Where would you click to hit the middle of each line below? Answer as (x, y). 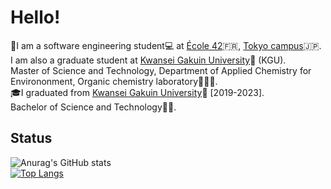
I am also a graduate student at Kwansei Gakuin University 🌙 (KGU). (148, 60)
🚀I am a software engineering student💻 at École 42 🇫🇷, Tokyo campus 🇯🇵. (166, 45)
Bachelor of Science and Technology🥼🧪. (93, 107)
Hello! (35, 17)
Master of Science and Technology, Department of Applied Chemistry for (161, 70)
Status (31, 138)
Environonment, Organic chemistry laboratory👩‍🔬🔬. (114, 81)
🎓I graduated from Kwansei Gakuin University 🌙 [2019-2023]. (137, 92)
